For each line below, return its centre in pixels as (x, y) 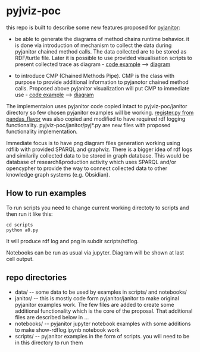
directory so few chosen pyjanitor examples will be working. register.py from (100, 112)
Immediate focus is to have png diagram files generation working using (93, 143)
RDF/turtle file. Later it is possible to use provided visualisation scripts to (103, 58)
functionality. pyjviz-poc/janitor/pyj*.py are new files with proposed (88, 125)
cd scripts (20, 225)
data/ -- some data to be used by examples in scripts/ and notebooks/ (101, 292)
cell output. (20, 259)
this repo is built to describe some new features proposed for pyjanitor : (93, 27)
